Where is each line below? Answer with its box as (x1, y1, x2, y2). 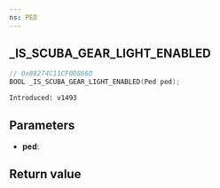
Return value (9, 167, 82, 182)
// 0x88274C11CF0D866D (9, 69, 93, 78)
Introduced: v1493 (9, 94, 77, 103)
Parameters (9, 117, 75, 133)
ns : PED (9, 12, 38, 22)
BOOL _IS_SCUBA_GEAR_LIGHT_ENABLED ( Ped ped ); (9, 77, 180, 87)
